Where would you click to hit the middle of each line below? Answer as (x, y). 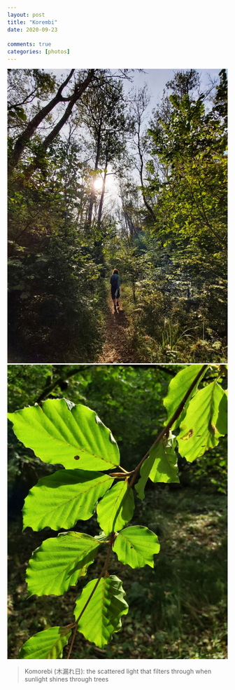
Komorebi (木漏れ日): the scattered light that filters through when (118, 671)
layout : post (26, 15)
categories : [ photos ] (39, 52)
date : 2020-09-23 (33, 29)
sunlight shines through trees (66, 679)
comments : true (29, 45)
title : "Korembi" (33, 22)
